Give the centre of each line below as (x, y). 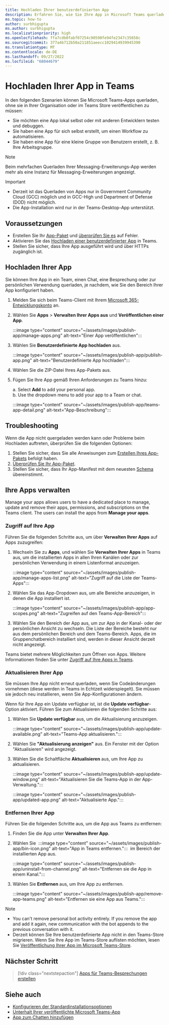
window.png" (26, 780)
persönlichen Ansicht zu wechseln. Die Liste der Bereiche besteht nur (84, 628)
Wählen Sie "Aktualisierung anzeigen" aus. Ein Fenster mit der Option (86, 744)
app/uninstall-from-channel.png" (47, 869)
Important (15, 182)
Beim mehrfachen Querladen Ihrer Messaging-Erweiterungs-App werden (81, 167)
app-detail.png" (29, 410)
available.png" (27, 734)
